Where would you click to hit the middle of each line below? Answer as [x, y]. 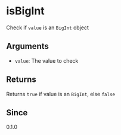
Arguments [28, 46]
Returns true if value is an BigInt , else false [61, 94]
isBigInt [25, 11]
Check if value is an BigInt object [48, 27]
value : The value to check [46, 60]
